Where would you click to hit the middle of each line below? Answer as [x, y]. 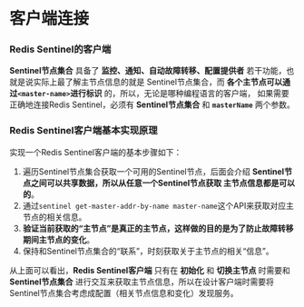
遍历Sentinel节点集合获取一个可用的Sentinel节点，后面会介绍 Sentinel [153, 171]
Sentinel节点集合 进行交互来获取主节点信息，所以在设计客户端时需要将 [142, 282]
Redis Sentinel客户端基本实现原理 [83, 131]
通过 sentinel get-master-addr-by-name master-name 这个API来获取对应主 [158, 205]
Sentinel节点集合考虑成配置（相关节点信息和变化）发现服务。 [124, 292]
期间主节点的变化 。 [59, 239]
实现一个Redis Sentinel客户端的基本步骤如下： [96, 152]
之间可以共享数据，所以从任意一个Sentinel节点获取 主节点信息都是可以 [163, 183]
